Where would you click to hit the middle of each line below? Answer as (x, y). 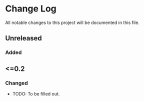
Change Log (31, 9)
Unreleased (24, 38)
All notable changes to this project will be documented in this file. (72, 22)
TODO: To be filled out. (36, 93)
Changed (17, 83)
